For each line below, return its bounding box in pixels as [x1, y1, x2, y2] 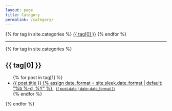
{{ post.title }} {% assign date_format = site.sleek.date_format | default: [12, 80, 163, 86]
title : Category [5, 12, 40, 17]
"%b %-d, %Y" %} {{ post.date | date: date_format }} [12, 85, 115, 91]
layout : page [5, 7, 33, 13]
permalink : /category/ [5, 17, 54, 22]
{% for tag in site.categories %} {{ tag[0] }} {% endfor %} [5, 31, 127, 38]
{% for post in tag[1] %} [12, 75, 63, 81]
